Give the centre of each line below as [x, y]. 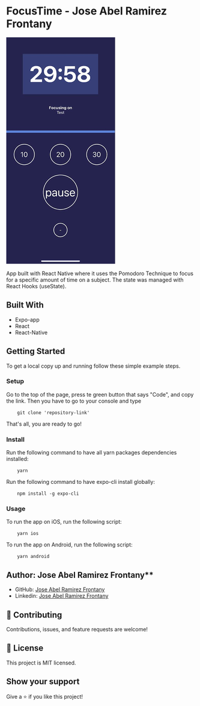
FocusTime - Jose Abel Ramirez [86, 11]
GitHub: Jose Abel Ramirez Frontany [60, 590]
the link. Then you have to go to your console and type [74, 401]
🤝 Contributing [34, 615]
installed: [17, 459]
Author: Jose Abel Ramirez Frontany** [80, 575]
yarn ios [28, 534]
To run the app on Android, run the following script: [70, 545]
